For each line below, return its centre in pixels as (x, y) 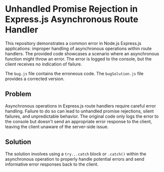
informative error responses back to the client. (52, 164)
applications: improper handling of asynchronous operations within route (78, 48)
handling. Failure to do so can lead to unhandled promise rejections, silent (80, 111)
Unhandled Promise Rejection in (71, 9)
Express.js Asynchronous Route (72, 19)
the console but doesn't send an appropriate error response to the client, (79, 121)
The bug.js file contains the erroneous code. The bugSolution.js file (74, 73)
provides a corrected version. (35, 79)
